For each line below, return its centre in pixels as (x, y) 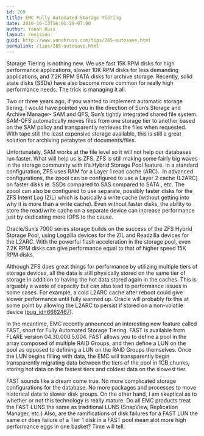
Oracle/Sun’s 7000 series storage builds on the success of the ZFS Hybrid (100, 228)
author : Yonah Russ (31, 29)
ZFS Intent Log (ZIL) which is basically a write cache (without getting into (98, 197)
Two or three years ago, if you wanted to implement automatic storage (94, 101)
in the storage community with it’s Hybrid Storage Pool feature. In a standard (102, 165)
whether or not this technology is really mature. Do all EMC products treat (99, 400)
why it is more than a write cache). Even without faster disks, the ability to (99, 204)
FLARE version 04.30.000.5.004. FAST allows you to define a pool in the (97, 336)
